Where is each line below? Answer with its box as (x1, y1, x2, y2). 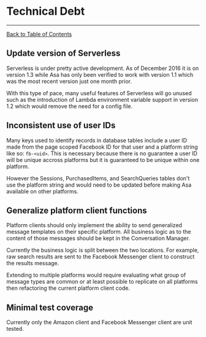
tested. (6, 325, 25, 333)
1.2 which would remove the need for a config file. (6, 103, 133, 110)
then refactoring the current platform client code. (6, 284, 131, 292)
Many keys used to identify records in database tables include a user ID (6, 136, 188, 144)
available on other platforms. (6, 187, 78, 195)
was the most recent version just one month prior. (6, 77, 132, 85)
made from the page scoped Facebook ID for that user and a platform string (6, 143, 198, 150)
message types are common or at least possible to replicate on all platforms (6, 278, 198, 285)
